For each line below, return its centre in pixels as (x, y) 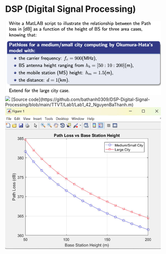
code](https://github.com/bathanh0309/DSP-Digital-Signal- (89, 99)
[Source (19, 99)
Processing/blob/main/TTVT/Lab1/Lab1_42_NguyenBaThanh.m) (69, 105)
